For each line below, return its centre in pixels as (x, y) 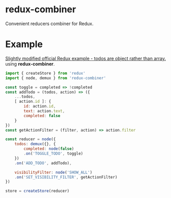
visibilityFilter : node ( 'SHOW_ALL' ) (54, 172)
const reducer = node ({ (31, 139)
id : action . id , (40, 106)
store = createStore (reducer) (38, 191)
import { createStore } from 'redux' (45, 73)
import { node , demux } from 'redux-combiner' (56, 78)
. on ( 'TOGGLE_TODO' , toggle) (53, 153)
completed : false (42, 116)
